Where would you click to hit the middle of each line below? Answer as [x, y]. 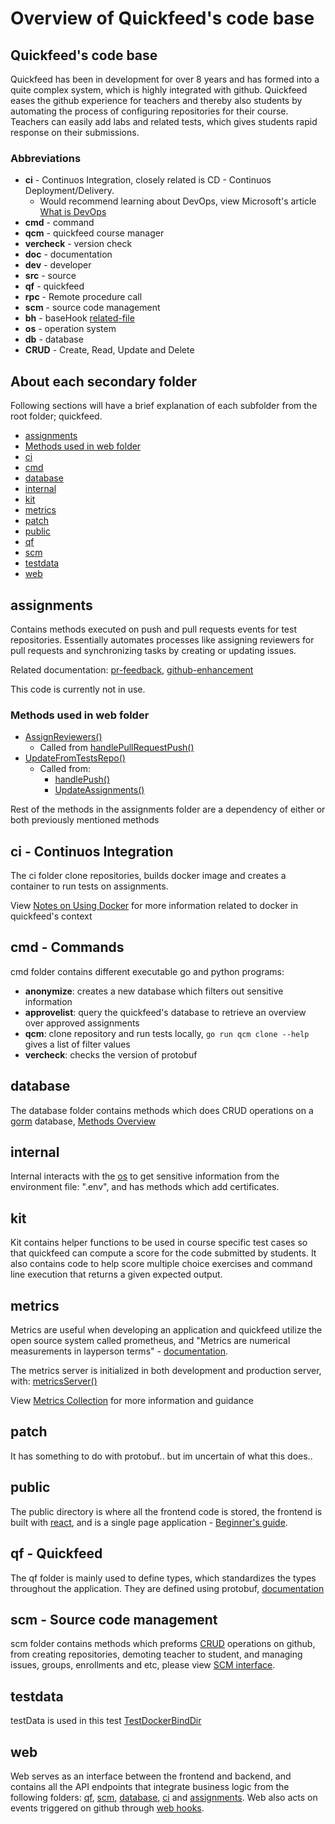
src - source [50, 276]
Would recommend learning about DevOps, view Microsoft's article [178, 201]
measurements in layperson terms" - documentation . [119, 1351]
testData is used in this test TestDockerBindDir [106, 1721]
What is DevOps [73, 212]
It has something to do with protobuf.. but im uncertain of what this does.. [161, 1456]
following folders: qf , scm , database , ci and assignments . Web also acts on [164, 1797]
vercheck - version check [78, 244]
